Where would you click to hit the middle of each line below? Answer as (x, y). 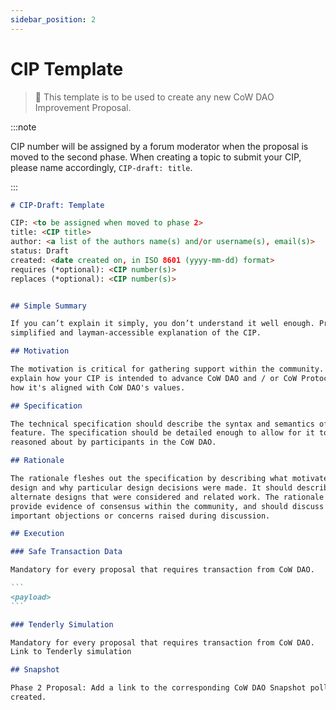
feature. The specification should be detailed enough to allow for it (162, 433)
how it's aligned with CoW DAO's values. (98, 387)
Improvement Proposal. (83, 107)
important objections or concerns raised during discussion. (140, 516)
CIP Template (67, 68)
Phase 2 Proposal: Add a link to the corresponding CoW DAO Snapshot (158, 688)
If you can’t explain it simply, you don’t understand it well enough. (162, 324)
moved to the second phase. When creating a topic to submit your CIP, (156, 157)
